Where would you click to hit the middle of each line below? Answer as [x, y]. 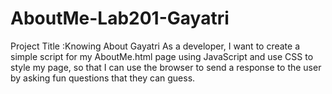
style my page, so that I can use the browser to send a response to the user [166, 67]
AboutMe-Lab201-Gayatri [120, 18]
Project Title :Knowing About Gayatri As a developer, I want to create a [155, 46]
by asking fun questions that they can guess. [103, 78]
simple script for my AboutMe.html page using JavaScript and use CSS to [162, 56]
